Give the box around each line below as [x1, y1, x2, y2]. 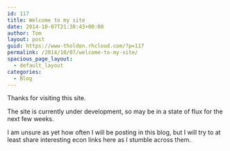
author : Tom [7, 29, 42, 37]
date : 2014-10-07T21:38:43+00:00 [7, 23, 104, 30]
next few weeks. [7, 115, 54, 123]
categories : [7, 68, 42, 75]
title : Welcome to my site [7, 17, 85, 24]
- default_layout [13, 62, 64, 69]
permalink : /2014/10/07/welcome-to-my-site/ [7, 49, 138, 56]
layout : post [7, 36, 45, 43]
